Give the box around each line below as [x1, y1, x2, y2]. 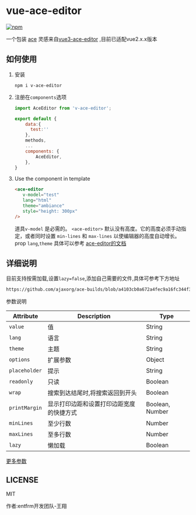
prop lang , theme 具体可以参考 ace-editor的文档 [14, 240, 127, 247]
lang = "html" [22, 198, 52, 203]
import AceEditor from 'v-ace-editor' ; [14, 105, 112, 111]
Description [77, 312, 111, 320]
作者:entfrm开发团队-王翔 [6, 503, 67, 510]
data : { [25, 121, 41, 127]
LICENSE [6, 475, 39, 485]
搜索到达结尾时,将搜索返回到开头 [47, 389, 137, 397]
